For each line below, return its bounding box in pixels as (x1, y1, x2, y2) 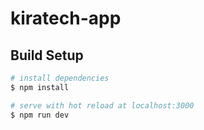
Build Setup (10, 47, 84, 64)
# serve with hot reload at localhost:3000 (10, 100, 195, 111)
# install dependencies (10, 73, 110, 83)
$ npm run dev (10, 110, 70, 120)
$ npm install (10, 82, 70, 92)
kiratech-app (10, 7, 122, 30)
